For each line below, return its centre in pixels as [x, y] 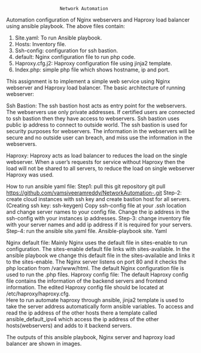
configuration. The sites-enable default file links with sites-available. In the [98, 249]
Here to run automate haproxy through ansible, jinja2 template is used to [95, 300]
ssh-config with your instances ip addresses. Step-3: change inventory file [98, 218]
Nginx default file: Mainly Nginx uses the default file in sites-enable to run [97, 243]
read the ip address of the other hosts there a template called [82, 313]
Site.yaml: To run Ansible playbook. [58, 38]
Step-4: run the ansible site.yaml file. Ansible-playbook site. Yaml [87, 231]
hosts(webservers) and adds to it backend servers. [69, 325]
